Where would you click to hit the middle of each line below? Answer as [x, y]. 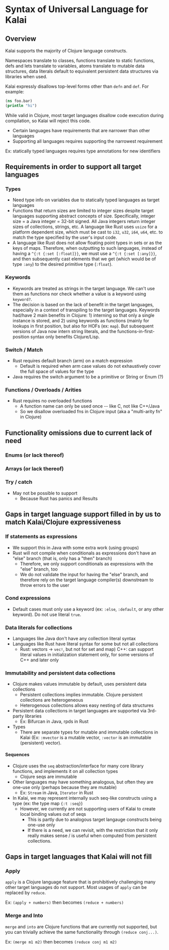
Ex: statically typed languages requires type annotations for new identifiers [83, 151]
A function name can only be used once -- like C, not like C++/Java [90, 406]
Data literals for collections [39, 628]
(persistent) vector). [41, 743]
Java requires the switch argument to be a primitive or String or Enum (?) [88, 377]
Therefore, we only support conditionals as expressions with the [87, 564]
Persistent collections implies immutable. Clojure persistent [81, 695]
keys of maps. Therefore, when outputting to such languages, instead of [87, 248]
